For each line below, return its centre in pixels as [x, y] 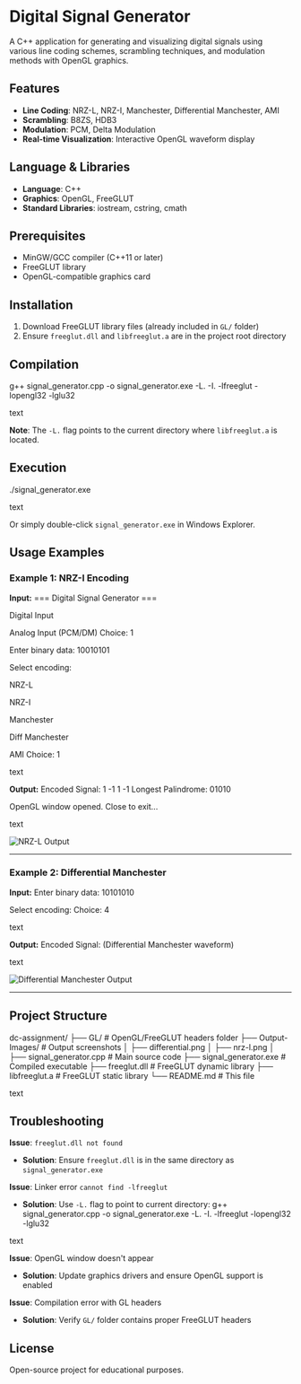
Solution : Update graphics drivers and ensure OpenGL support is [143, 1275]
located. [24, 440]
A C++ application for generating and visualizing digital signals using [136, 41]
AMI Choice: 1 [35, 754]
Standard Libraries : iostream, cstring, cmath [105, 207]
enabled [37, 1285]
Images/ [25, 1047]
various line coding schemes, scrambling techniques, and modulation [138, 50]
